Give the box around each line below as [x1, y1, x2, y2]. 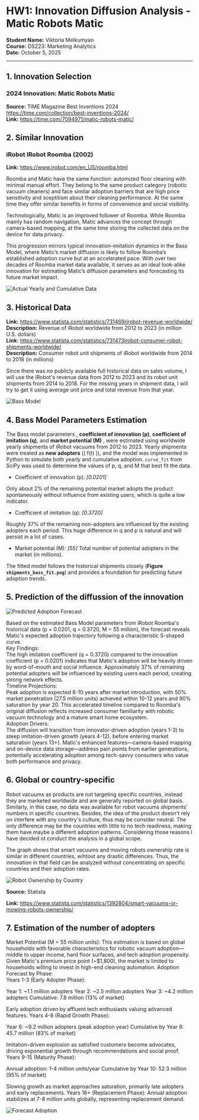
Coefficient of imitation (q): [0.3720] [14, 509, 103, 516]
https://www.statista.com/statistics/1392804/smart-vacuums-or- [20, 899, 178, 907]
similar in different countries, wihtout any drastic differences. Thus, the [6, 852, 179, 859]
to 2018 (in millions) [6, 356, 54, 363]
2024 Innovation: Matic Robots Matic [6, 89, 115, 98]
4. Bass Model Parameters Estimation [6, 415, 147, 425]
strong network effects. [6, 676, 63, 683]
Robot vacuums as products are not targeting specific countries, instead [6, 791, 182, 798]
